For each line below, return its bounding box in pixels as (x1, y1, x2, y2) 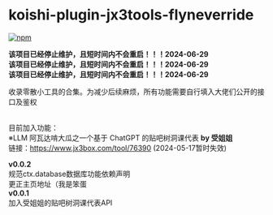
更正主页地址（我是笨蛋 (8, 178, 87, 188)
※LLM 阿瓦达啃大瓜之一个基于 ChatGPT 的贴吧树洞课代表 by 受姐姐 (8, 132, 233, 143)
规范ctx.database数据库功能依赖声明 (8, 169, 131, 178)
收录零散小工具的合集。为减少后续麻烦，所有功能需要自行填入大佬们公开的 (8, 87, 258, 97)
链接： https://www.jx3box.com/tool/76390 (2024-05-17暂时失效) (8, 143, 227, 153)
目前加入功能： (8, 123, 58, 132)
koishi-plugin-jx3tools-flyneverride (8, 6, 254, 24)
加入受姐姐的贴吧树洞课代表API (8, 197, 113, 208)
